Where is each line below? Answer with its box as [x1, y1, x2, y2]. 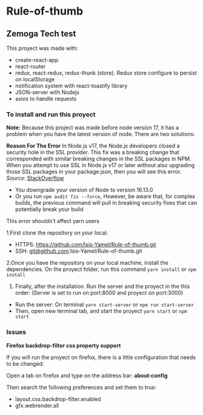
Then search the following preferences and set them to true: [6, 383, 156, 391]
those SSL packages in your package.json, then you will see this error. [6, 168, 182, 176]
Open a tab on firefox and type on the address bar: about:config [6, 372, 168, 379]
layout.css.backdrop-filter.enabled [15, 395, 101, 402]
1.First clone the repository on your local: [6, 229, 108, 236]
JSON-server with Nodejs [15, 89, 80, 95]
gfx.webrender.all [15, 402, 59, 409]
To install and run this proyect [6, 110, 96, 118]
